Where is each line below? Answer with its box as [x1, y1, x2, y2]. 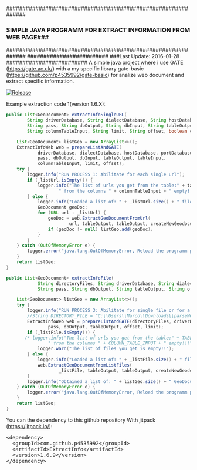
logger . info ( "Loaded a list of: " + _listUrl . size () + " [37, 199, 180, 205]
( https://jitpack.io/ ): [6, 422, 53, 429]
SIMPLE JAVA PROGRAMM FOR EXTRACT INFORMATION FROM [6, 26, 191, 34]
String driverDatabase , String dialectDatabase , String [27, 117, 167, 123]
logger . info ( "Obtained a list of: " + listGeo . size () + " [27, 378, 172, 384]
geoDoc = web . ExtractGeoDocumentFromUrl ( [47, 216, 151, 221]
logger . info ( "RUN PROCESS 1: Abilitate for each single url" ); [27, 172, 185, 178]
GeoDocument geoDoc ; [37, 204, 88, 210]
